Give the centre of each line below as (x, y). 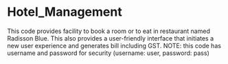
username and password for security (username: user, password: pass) (108, 53)
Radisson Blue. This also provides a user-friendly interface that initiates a (111, 38)
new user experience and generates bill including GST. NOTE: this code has (114, 45)
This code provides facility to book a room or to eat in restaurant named (109, 31)
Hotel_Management (65, 12)
